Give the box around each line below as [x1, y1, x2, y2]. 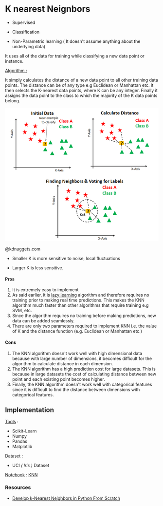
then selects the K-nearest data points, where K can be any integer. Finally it [5, 87, 158, 93]
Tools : [5, 419, 18, 425]
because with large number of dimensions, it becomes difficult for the [12, 356, 152, 361]
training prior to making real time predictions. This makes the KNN [12, 297, 145, 303]
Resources [5, 484, 31, 491]
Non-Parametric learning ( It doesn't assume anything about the [12, 38, 141, 44]
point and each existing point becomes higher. [12, 376, 106, 382]
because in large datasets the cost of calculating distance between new [12, 371, 157, 377]
